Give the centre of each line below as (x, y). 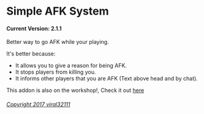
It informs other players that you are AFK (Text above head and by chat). (106, 79)
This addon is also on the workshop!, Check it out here (75, 90)
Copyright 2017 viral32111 (38, 104)
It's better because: (31, 54)
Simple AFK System (58, 11)
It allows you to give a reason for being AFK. (71, 66)
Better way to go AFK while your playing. (58, 42)
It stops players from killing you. (55, 72)
